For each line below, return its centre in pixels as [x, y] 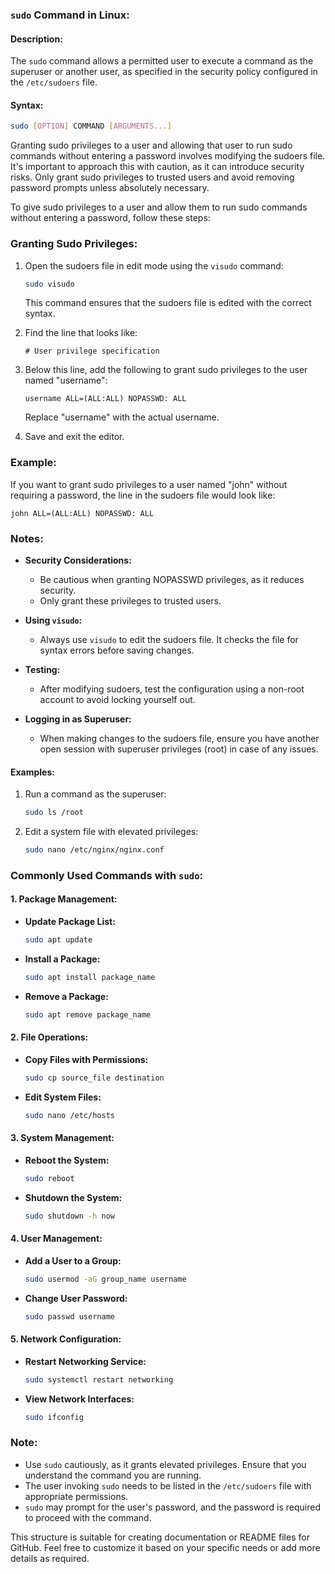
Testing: [42, 669]
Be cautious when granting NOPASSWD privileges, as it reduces [172, 579]
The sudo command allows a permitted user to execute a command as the [162, 61]
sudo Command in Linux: [70, 15]
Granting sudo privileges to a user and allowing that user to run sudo [151, 145]
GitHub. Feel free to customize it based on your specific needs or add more [165, 1547]
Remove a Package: [66, 996]
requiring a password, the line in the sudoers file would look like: [143, 495]
